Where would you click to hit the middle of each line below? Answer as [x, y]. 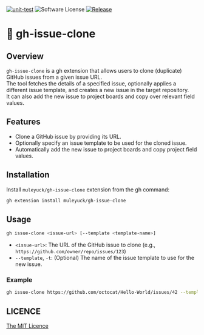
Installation [28, 175]
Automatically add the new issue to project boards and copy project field [106, 149]
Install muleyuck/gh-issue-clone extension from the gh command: [88, 189]
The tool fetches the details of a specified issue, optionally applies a [91, 84]
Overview [25, 56]
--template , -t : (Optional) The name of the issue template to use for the [105, 258]
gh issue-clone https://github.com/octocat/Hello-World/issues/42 [92, 293]
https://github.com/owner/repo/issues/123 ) [70, 251]
